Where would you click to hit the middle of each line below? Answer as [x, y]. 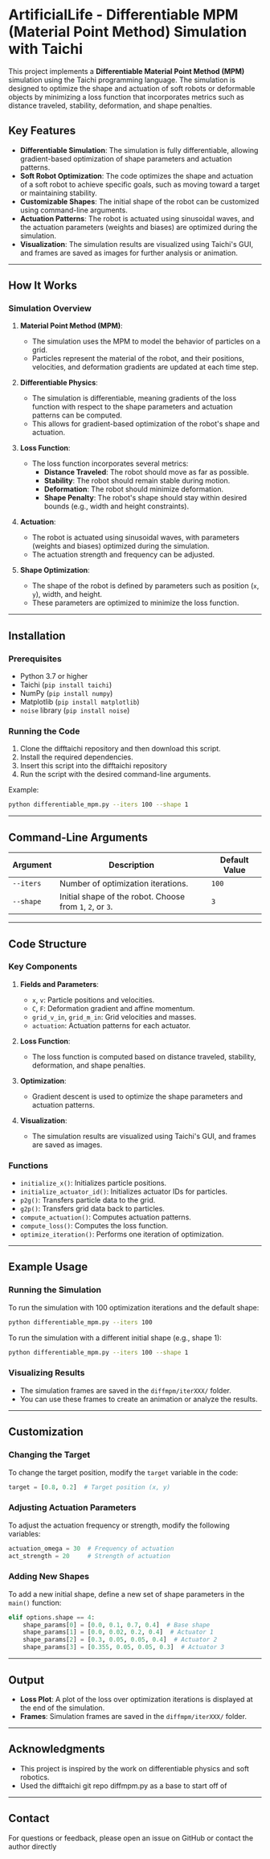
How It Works [43, 286]
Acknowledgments [57, 1749]
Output [26, 1680]
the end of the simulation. [62, 1708]
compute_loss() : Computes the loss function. [94, 1226]
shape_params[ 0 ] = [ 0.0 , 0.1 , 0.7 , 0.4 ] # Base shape [117, 1625]
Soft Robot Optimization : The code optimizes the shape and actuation [137, 175]
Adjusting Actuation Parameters [72, 1507]
